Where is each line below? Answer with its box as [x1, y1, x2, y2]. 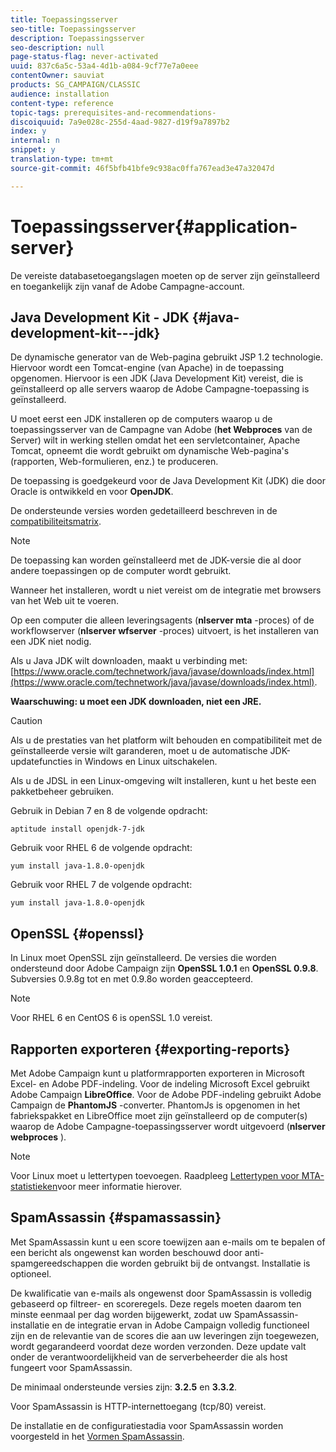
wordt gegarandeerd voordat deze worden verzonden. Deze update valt [10, 1340, 307, 1352]
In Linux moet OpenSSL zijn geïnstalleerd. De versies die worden [10, 952, 277, 964]
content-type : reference [10, 98, 114, 108]
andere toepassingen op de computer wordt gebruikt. [10, 565, 232, 577]
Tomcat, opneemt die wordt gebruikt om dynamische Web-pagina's [10, 445, 290, 457]
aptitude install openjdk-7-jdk [10, 824, 145, 835]
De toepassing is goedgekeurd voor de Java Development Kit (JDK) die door [10, 475, 326, 487]
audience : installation [10, 89, 110, 99]
